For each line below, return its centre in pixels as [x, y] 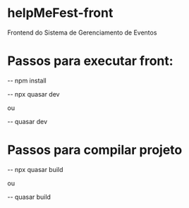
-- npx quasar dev [33, 94]
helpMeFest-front [60, 13]
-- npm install [27, 80]
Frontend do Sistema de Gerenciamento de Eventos [82, 32]
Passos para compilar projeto [95, 150]
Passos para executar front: [91, 61]
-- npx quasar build [35, 169]
